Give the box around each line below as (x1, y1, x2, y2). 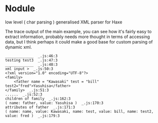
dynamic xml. (5, 44, 32, 50)
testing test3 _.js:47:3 (5, 58, 58, 62)
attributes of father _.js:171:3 (5, 104, 76, 110)
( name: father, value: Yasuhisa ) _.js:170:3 (5, 101, 104, 105)
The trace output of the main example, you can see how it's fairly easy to (5, 28, 152, 34)
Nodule (5, 3, 35, 14)
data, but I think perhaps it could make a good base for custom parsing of (5, 39, 153, 44)
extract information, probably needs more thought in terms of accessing (5, 34, 150, 40)
